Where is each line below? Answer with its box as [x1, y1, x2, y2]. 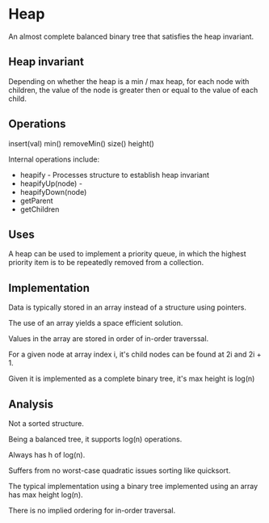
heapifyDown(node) [19, 187, 87, 196]
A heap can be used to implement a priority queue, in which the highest [8, 249, 246, 259]
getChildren [19, 204, 60, 214]
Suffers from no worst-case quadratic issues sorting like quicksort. [8, 466, 231, 475]
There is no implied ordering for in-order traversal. [8, 506, 176, 515]
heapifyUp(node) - [19, 179, 83, 188]
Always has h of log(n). [8, 450, 86, 459]
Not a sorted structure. [8, 419, 85, 428]
